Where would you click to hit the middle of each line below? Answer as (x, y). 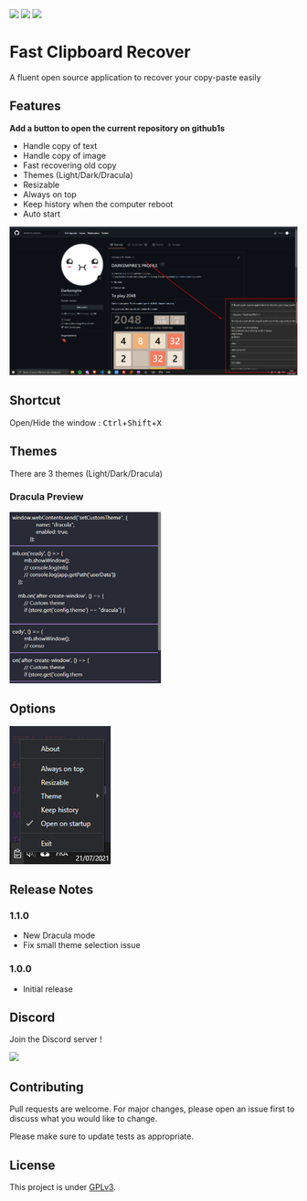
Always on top (50, 194)
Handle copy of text (60, 145)
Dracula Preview (47, 497)
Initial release (48, 989)
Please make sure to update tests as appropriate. (102, 1136)
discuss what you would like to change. (84, 1119)
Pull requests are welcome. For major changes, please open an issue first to (152, 1109)
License (32, 1165)
